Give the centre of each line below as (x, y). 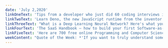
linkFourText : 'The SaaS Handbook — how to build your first (70, 28)
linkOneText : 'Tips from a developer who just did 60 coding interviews (82, 14)
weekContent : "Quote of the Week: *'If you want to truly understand (79, 38)
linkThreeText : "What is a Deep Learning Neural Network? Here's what (80, 24)
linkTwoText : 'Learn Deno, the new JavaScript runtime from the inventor (84, 19)
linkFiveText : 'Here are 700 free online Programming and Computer (77, 33)
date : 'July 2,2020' (27, 10)
